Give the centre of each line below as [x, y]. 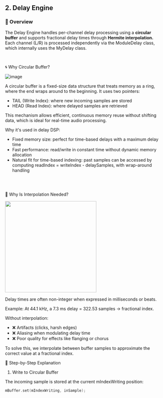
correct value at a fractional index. [39, 353]
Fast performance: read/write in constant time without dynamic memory [84, 149]
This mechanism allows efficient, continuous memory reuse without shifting [81, 115]
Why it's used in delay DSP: [33, 130]
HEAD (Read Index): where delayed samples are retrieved [70, 106]
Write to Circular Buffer [35, 372]
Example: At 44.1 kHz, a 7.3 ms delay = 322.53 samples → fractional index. [80, 308]
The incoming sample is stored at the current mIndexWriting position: [74, 381]
